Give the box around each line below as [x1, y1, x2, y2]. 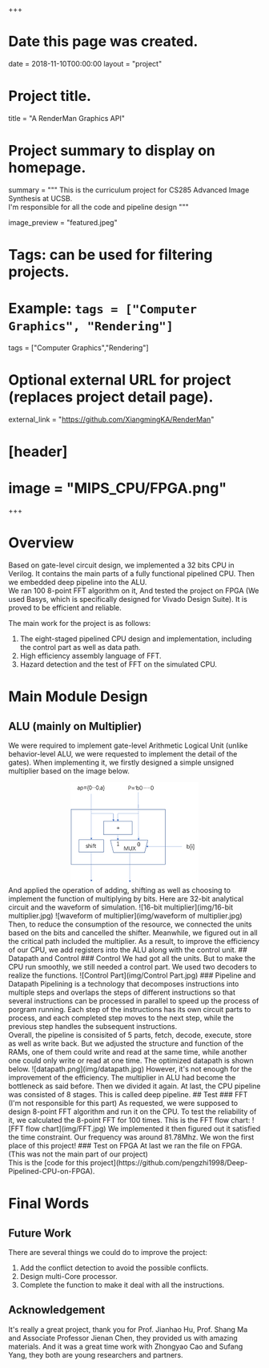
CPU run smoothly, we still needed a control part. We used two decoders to [8, 962, 258, 971]
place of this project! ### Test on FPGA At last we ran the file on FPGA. [8, 1140, 243, 1150]
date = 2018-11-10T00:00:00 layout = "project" [8, 59, 163, 68]
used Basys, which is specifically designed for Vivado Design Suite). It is [8, 594, 248, 603]
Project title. [8, 87, 92, 105]
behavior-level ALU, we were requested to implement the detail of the [8, 749, 238, 758]
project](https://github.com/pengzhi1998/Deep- [90, 1157, 248, 1167]
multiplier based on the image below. [8, 766, 130, 776]
